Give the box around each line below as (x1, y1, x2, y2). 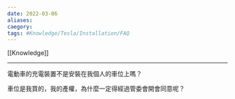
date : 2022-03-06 (7, 10, 58, 17)
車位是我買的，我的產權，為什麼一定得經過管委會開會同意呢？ (7, 84, 185, 93)
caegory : (7, 23, 33, 30)
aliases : (7, 17, 33, 24)
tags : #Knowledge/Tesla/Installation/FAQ (7, 29, 130, 37)
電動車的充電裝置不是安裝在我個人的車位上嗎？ (7, 70, 142, 78)
